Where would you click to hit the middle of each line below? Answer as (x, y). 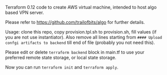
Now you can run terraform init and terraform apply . (62, 67)
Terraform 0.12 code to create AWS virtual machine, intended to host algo (81, 7)
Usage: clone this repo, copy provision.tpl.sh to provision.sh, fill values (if (81, 32)
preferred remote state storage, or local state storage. (61, 57)
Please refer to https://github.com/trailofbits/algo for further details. (75, 22)
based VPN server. (25, 12)
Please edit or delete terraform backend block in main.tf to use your (75, 52)
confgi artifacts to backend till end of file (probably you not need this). (80, 42)
